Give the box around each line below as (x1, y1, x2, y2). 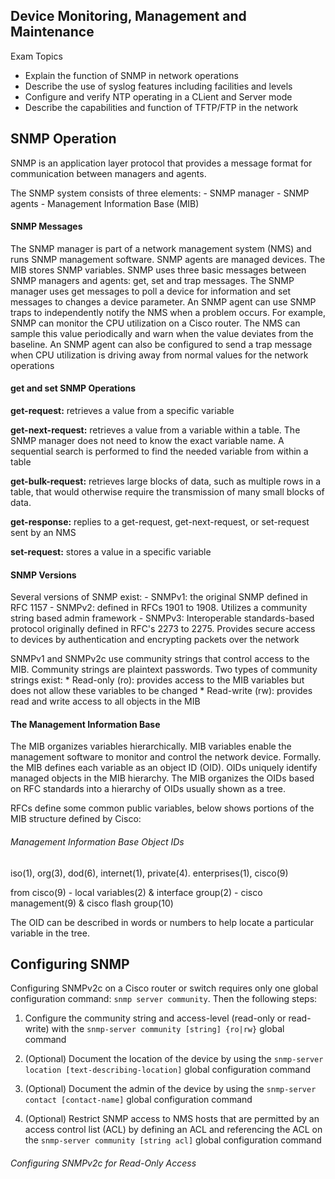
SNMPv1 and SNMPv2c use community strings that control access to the (10, 653, 310, 665)
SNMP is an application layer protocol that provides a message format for (10, 157, 313, 169)
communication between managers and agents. (10, 167, 207, 179)
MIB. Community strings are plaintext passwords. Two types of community (10, 664, 318, 676)
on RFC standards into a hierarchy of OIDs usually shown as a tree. (10, 783, 287, 795)
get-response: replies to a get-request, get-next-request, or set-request (10, 516, 310, 528)
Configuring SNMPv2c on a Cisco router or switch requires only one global (10, 982, 319, 994)
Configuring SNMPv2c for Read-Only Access (10, 1157, 197, 1169)
